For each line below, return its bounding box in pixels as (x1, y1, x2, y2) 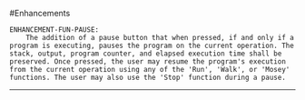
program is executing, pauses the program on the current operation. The (9, 41, 295, 50)
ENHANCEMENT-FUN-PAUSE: (9, 25, 100, 35)
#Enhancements (9, 8, 71, 18)
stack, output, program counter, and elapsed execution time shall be (9, 49, 282, 58)
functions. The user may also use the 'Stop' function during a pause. (9, 73, 286, 82)
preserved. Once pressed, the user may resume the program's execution (9, 57, 286, 66)
